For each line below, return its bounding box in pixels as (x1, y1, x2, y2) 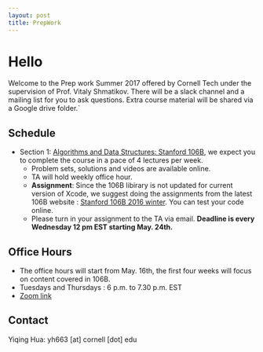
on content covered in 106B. (19, 274, 111, 284)
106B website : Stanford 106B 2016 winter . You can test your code (31, 197, 245, 207)
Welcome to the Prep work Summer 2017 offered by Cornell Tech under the (8, 79, 252, 88)
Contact (8, 313, 49, 327)
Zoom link (19, 291, 53, 301)
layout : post (8, 11, 51, 20)
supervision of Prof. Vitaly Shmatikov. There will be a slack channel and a (8, 87, 245, 97)
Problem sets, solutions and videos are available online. (31, 164, 211, 174)
